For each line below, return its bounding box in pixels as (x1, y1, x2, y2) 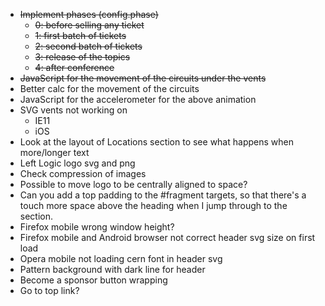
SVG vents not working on (19, 104, 128, 116)
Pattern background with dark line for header (19, 264, 206, 275)
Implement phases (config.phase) (19, 9, 159, 20)
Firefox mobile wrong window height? (19, 221, 175, 233)
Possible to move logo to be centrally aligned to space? (19, 179, 248, 190)
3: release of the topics (34, 51, 131, 63)
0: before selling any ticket (34, 19, 145, 31)
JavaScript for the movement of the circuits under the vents (19, 72, 267, 84)
